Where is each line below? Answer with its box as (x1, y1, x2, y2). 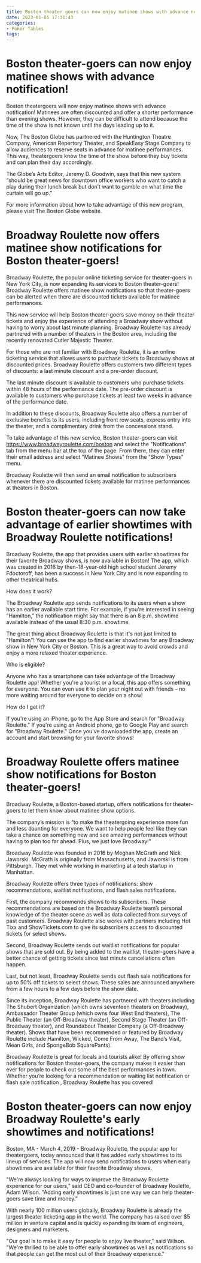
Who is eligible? (6, 661, 45, 668)
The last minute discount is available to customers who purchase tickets (6, 379, 184, 386)
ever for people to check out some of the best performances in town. (6, 1065, 176, 1073)
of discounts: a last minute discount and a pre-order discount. (6, 368, 159, 374)
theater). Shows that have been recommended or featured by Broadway (6, 1028, 184, 1036)
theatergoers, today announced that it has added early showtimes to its (6, 1151, 182, 1159)
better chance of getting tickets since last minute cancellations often (6, 954, 175, 962)
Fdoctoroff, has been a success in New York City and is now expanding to (6, 569, 188, 577)
